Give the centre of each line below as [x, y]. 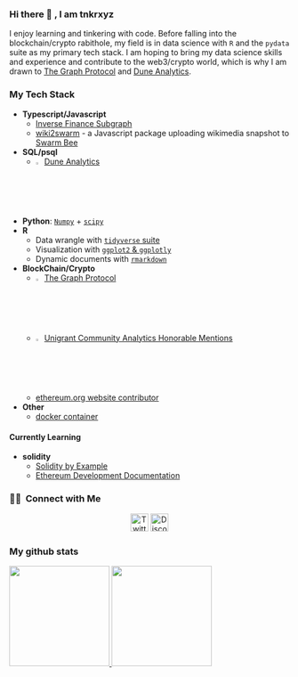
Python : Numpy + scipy [63, 221]
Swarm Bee [56, 143]
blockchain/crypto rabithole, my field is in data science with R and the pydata [149, 43]
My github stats [44, 551]
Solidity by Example [72, 466]
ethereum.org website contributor [97, 398]
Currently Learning [45, 436]
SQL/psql [40, 151]
